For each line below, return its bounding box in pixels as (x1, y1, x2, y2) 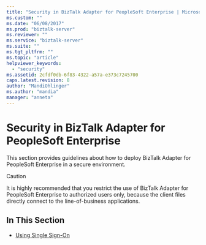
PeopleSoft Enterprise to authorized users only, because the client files (6, 190, 186, 198)
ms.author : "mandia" (6, 89, 59, 95)
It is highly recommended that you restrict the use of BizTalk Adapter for (6, 184, 189, 192)
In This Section (6, 215, 65, 225)
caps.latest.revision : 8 (6, 77, 70, 83)
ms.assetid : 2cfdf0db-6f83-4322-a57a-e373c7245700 (6, 72, 139, 78)
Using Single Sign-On (15, 231, 71, 239)
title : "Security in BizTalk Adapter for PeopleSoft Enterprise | (6, 9, 180, 15)
